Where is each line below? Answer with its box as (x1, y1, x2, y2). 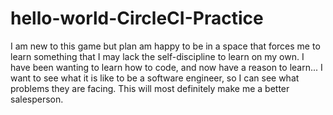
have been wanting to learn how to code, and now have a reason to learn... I (10, 61, 323, 73)
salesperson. (10, 93, 64, 105)
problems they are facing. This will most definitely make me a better (10, 82, 290, 94)
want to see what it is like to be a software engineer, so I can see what (10, 72, 300, 84)
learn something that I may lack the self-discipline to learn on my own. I (10, 50, 305, 62)
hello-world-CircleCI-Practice (10, 7, 264, 30)
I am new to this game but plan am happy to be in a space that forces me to (10, 40, 321, 52)
